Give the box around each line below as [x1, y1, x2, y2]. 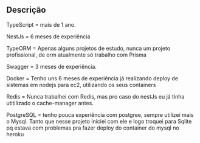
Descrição [6, 5, 46, 15]
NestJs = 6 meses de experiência [6, 33, 91, 40]
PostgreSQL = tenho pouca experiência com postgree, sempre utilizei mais [6, 111, 194, 118]
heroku [6, 130, 24, 138]
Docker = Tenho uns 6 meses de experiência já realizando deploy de [6, 74, 178, 82]
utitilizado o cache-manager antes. [6, 99, 94, 106]
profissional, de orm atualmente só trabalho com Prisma [6, 51, 147, 58]
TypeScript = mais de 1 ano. [6, 21, 76, 28]
